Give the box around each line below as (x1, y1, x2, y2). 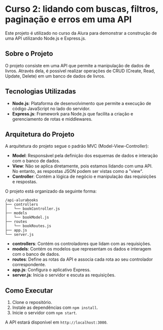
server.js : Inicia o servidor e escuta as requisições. (12, 272, 116, 278)
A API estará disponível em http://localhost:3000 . (5, 319, 108, 325)
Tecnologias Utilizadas (5, 87, 76, 96)
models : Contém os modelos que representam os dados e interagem (12, 246, 152, 252)
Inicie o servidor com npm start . (12, 310, 77, 316)
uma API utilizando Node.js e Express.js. (5, 35, 87, 41)
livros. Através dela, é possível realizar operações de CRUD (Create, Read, (5, 68, 155, 74)
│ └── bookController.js (5, 206, 60, 212)
